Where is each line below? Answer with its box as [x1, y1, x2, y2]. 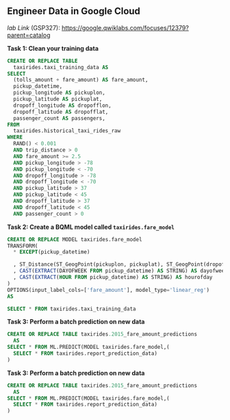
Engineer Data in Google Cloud [7, 5, 140, 17]
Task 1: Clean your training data [7, 44, 99, 52]
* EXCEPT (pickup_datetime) [13, 249, 90, 256]
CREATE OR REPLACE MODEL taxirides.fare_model [7, 236, 142, 243]
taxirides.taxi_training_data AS [13, 64, 109, 71]
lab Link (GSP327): [7, 23, 60, 32]
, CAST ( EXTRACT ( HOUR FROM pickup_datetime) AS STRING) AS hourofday [13, 274, 213, 281]
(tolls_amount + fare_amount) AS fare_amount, [13, 77, 149, 84]
